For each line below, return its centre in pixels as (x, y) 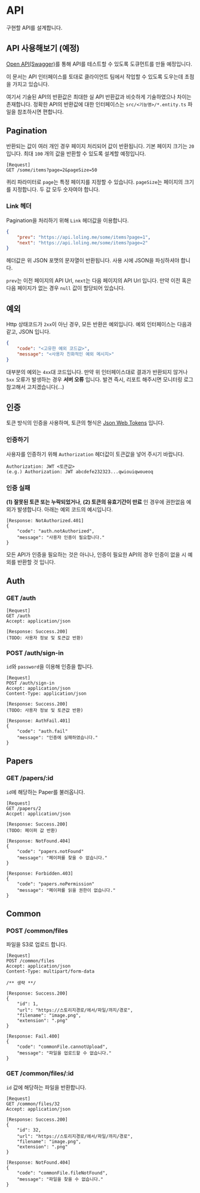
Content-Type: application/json (46, 694)
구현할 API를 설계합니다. (34, 27)
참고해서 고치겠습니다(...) (35, 387)
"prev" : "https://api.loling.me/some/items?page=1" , (84, 237)
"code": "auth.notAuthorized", (56, 531)
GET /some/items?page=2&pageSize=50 (52, 170)
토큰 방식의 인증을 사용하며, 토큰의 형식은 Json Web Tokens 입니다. (85, 423)
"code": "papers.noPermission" (56, 884)
